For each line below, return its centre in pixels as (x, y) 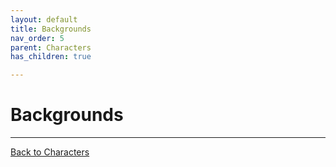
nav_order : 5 (37, 38)
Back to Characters (50, 152)
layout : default (44, 19)
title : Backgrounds (51, 29)
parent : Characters (51, 47)
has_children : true (51, 57)
